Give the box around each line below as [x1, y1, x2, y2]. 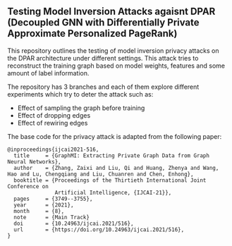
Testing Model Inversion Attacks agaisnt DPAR [7, 6, 216, 18]
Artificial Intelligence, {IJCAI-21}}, [54, 189, 172, 196]
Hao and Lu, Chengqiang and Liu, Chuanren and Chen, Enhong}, [7, 171, 194, 178]
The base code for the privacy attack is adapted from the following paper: [7, 132, 222, 140]
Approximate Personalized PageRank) [7, 27, 178, 39]
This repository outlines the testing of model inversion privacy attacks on [7, 46, 219, 55]
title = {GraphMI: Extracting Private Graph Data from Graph [13, 152, 210, 159]
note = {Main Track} [13, 214, 90, 221]
